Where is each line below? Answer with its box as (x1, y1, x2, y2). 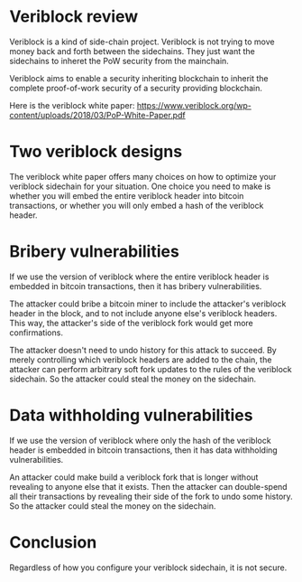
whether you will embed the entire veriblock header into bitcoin (9, 190, 244, 201)
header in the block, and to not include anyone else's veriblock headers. (9, 307, 278, 318)
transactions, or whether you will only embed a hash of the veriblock (9, 200, 264, 211)
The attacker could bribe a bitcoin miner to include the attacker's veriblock (9, 298, 287, 309)
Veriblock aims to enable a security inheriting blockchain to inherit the (9, 72, 269, 83)
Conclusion (9, 531, 97, 552)
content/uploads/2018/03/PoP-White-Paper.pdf (9, 109, 187, 120)
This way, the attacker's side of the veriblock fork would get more (9, 317, 254, 328)
